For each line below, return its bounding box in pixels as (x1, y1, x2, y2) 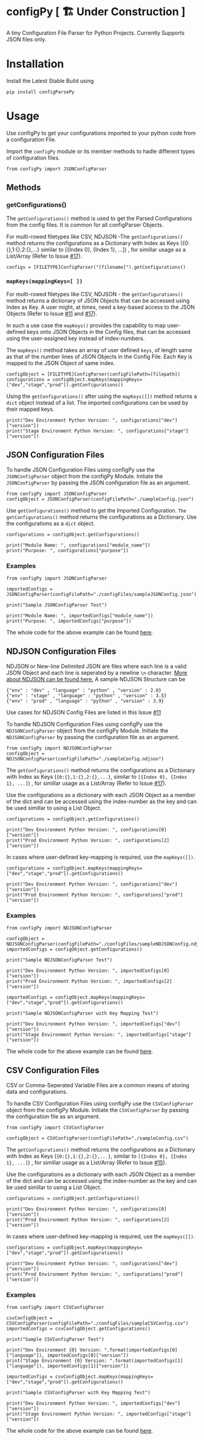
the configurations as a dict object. (6, 519, 95, 527)
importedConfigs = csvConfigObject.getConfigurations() (6, 1326, 151, 1332)
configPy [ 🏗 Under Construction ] (6, 5, 186, 19)
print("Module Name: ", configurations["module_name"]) (6, 542, 151, 548)
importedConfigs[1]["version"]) (47, 1363, 129, 1369)
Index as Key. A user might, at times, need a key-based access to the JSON (6, 303, 195, 311)
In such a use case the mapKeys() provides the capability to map (6, 321, 166, 329)
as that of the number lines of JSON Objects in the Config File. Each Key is (6, 353, 193, 360)
